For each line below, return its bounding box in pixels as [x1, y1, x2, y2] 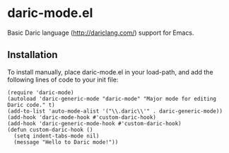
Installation [7, 49, 58, 61]
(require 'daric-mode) [7, 89, 74, 96]
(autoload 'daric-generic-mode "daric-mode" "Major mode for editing [7, 95, 217, 102]
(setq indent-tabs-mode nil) [13, 132, 100, 140]
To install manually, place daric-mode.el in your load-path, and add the [7, 67, 213, 76]
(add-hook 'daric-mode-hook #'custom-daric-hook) [7, 113, 157, 121]
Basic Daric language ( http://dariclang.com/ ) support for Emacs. [7, 28, 194, 37]
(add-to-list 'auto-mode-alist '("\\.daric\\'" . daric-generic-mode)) [7, 108, 223, 115]
